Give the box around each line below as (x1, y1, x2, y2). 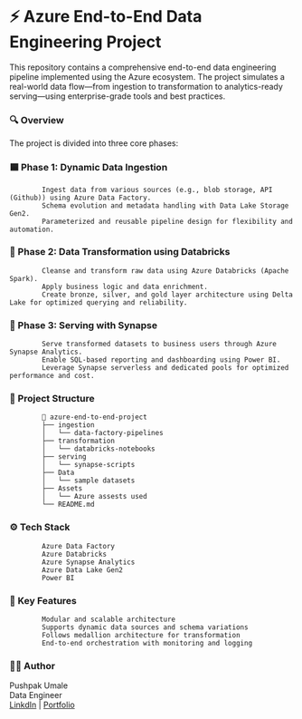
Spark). (9, 274, 39, 283)
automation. (9, 225, 54, 234)
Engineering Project (9, 32, 162, 53)
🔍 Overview (9, 113, 65, 126)
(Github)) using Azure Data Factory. (9, 193, 152, 202)
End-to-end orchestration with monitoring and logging (42, 639, 253, 648)
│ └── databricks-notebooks (42, 444, 156, 453)
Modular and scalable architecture (42, 615, 176, 625)
